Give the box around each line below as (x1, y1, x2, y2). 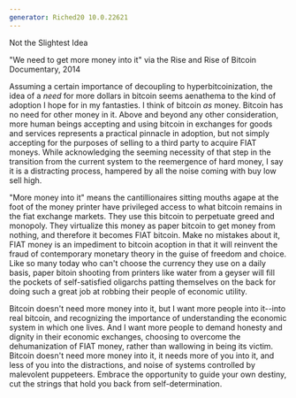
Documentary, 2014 (9, 64, 81, 74)
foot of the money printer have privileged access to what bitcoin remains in (9, 201, 283, 212)
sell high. (9, 174, 42, 186)
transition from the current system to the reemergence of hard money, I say (9, 156, 284, 166)
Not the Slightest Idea (9, 37, 88, 48)
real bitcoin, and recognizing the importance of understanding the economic (9, 312, 287, 323)
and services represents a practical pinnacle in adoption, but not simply (9, 127, 269, 138)
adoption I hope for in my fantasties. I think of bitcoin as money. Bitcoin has (9, 99, 284, 111)
